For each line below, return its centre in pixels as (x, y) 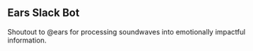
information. (27, 40)
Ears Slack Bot (43, 13)
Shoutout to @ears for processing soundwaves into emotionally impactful (126, 31)
